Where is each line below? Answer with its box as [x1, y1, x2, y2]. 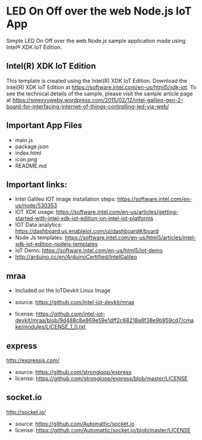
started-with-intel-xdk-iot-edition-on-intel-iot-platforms [14, 215, 154, 222]
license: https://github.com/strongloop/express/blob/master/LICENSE [14, 375, 188, 382]
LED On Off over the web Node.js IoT [6, 4, 192, 18]
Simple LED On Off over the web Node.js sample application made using [6, 37, 186, 44]
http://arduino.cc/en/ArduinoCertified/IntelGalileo [14, 253, 137, 260]
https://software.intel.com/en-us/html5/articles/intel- [65, 234, 196, 241]
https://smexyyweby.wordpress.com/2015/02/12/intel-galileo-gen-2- [12, 96, 184, 103]
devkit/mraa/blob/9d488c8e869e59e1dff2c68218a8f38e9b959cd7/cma [14, 317, 194, 324]
